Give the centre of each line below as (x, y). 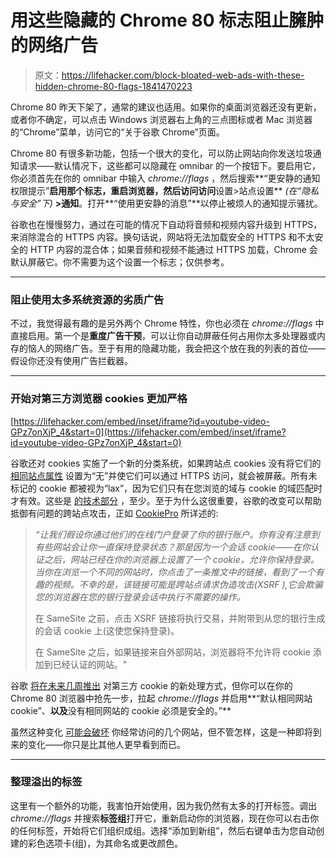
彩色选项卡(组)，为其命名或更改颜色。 (105, 843)
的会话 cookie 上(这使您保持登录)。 (107, 630)
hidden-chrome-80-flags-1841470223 (113, 86)
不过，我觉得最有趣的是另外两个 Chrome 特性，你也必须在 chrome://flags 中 (167, 323)
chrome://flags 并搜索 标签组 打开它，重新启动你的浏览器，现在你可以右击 (160, 818)
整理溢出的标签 (46, 782)
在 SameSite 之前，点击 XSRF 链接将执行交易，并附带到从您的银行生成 (180, 618)
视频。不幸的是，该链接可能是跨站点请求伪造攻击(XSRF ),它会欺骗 (187, 584)
